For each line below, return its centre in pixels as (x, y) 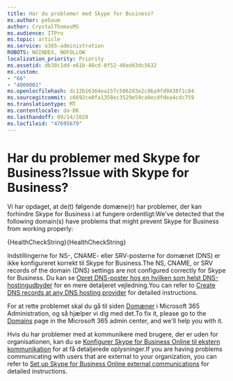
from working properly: (40, 229)
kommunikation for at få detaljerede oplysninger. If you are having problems (115, 349)
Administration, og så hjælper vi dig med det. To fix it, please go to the (107, 314)
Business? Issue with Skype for (98, 173)
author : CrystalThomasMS (43, 26)
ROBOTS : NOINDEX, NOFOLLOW (46, 53)
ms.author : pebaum (34, 20)
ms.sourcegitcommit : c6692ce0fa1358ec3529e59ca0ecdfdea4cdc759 (101, 98)
